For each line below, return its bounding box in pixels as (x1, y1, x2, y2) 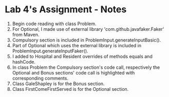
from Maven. (12, 31, 40, 37)
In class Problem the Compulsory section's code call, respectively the (12, 64, 160, 70)
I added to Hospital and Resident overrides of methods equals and (12, 53, 153, 60)
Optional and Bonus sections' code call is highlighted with (12, 69, 135, 75)
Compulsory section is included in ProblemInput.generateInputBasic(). (12, 37, 161, 43)
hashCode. (12, 59, 35, 65)
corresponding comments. (12, 75, 69, 81)
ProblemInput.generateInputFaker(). (12, 48, 88, 54)
